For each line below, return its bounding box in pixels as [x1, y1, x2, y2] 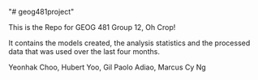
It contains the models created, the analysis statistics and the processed [8, 38, 251, 48]
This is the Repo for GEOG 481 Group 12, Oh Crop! [8, 23, 176, 32]
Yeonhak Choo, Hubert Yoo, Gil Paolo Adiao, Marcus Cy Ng [8, 62, 207, 72]
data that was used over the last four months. [8, 47, 161, 56]
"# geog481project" [8, 7, 75, 16]
